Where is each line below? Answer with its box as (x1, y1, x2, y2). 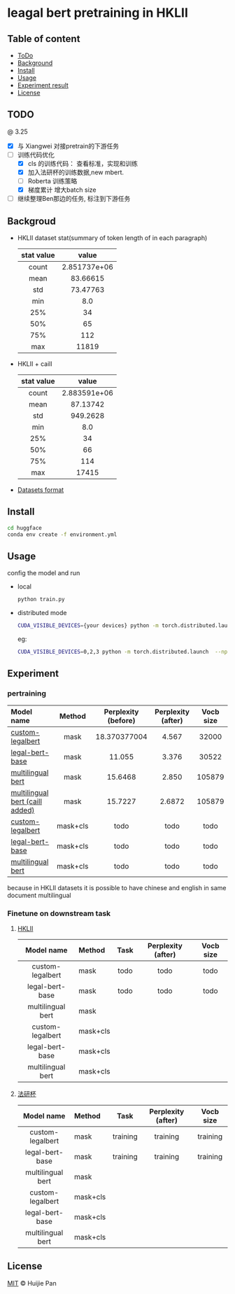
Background (17, 59, 53, 67)
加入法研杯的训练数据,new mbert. (27, 168, 124, 176)
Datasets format (17, 486, 64, 494)
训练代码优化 (17, 150, 55, 159)
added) (10, 805, 35, 815)
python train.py (17, 596, 65, 603)
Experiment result (17, 81, 69, 89)
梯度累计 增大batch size (27, 185, 97, 194)
